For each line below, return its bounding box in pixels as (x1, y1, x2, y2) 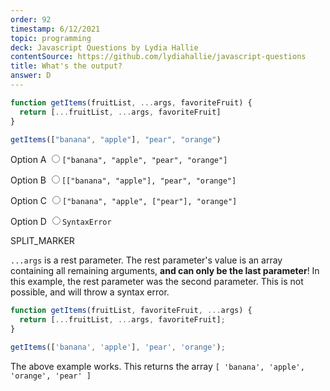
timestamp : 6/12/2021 (10, 24, 101, 34)
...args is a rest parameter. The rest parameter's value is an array (10, 254, 283, 266)
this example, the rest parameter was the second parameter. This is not (10, 276, 304, 288)
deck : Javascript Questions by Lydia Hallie (10, 42, 199, 53)
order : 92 (10, 14, 52, 25)
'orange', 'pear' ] (10, 371, 92, 381)
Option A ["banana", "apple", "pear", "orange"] (10, 154, 228, 166)
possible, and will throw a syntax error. (10, 286, 170, 298)
